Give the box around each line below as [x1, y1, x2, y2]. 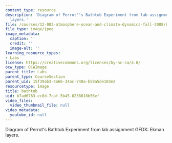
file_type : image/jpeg [5, 27, 54, 32]
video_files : [5, 98, 33, 103]
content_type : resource [5, 7, 56, 13]
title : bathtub [5, 88, 38, 94]
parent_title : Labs [5, 70, 47, 75]
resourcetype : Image [5, 84, 50, 89]
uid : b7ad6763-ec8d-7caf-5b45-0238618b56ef [5, 93, 100, 98]
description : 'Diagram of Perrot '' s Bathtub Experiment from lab [5, 12, 147, 17]
